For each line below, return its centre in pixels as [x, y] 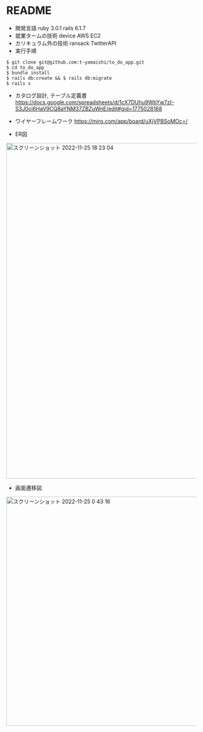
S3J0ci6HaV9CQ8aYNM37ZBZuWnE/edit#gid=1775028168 [89, 108]
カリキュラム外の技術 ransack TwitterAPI [66, 43]
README [29, 11]
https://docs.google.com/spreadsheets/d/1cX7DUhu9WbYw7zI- [94, 102]
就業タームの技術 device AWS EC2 [58, 35]
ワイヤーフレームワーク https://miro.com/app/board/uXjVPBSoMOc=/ [101, 121]
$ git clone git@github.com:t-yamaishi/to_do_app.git [76, 62]
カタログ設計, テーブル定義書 [51, 95]
